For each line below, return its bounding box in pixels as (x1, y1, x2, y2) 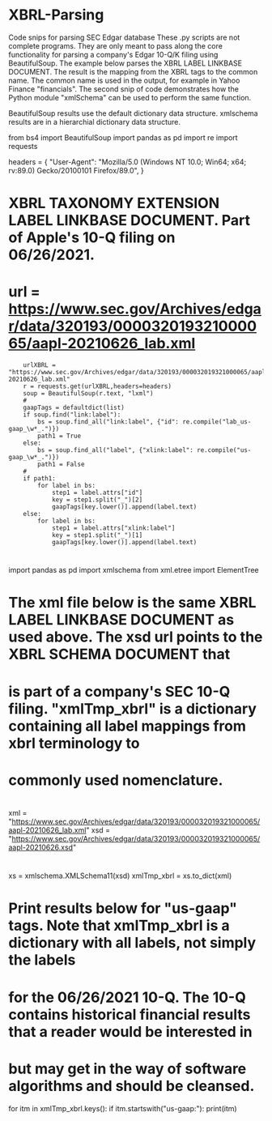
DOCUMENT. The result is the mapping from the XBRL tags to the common (8, 66, 258, 76)
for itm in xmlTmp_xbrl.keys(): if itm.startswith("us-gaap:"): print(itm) (8, 1103, 237, 1113)
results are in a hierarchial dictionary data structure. (8, 117, 181, 126)
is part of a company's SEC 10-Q (8, 682, 231, 701)
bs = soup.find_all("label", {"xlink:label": (37, 446, 194, 454)
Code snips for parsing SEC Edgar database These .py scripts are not (8, 32, 240, 42)
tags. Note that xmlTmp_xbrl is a (8, 917, 230, 935)
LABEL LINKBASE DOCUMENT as (8, 611, 235, 629)
